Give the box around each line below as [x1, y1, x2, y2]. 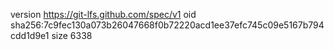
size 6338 [51, 30, 93, 41]
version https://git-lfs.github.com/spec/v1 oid [10, 9, 197, 20]
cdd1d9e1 [10, 30, 50, 41]
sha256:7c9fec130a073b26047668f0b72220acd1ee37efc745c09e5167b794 [10, 19, 325, 31]
